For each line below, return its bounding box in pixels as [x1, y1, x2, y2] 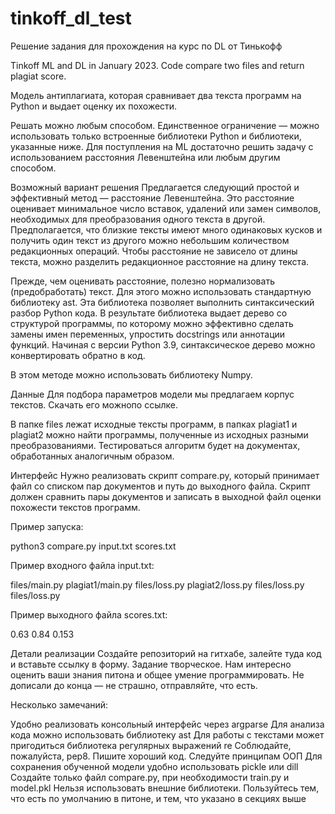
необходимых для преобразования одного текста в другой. [10, 213, 266, 225]
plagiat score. [10, 70, 67, 82]
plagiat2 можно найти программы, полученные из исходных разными [10, 428, 309, 441]
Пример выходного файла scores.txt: [10, 608, 168, 621]
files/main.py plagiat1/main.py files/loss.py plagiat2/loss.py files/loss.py [10, 578, 305, 591]
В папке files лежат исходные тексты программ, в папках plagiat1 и [10, 418, 298, 430]
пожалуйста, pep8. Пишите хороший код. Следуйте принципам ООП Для [10, 750, 323, 762]
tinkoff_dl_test [10, 7, 132, 30]
